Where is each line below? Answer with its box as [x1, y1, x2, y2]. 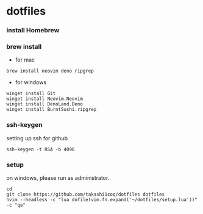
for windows [15, 79, 47, 86]
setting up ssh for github [6, 134, 68, 141]
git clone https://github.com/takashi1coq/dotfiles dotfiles [6, 191, 165, 198]
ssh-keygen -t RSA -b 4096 [6, 146, 75, 152]
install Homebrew [6, 26, 60, 35]
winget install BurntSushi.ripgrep [6, 107, 97, 113]
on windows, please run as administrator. [6, 174, 110, 181]
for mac [15, 56, 35, 63]
